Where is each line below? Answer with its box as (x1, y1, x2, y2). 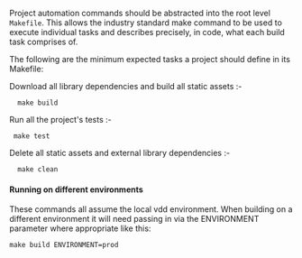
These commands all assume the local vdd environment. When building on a (9, 204, 293, 215)
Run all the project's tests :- (9, 115, 112, 124)
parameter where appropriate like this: (9, 223, 151, 234)
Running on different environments (9, 184, 144, 195)
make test (13, 132, 50, 141)
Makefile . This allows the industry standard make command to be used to (9, 17, 282, 28)
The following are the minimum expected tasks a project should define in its (9, 54, 291, 64)
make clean (17, 165, 59, 174)
